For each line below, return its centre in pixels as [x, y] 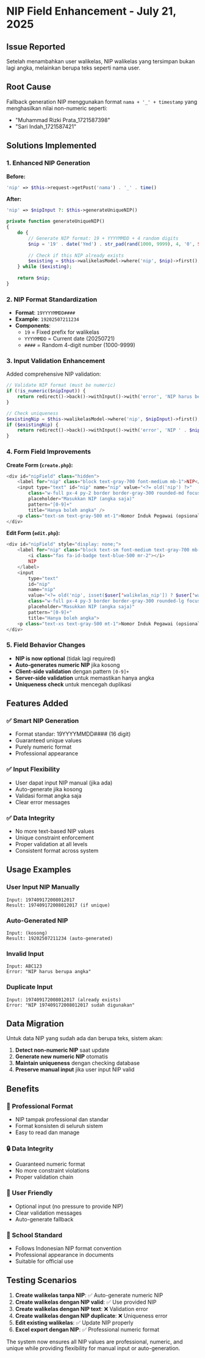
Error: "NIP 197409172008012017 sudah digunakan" [71, 1005]
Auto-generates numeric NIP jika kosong [67, 665]
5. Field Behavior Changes [46, 645]
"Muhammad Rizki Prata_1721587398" [63, 120]
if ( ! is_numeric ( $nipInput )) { [46, 391]
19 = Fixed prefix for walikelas [62, 332]
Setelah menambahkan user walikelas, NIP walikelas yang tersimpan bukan [101, 61]
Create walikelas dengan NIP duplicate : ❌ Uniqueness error [91, 1315]
